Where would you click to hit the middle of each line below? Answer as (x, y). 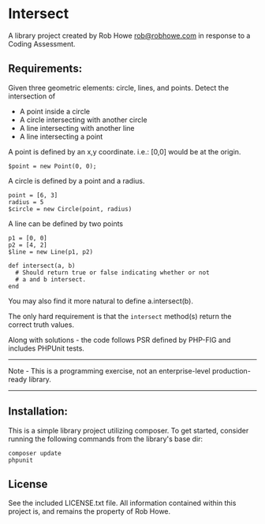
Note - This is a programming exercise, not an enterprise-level (109, 370)
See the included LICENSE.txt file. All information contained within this (122, 503)
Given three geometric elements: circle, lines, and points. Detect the (119, 87)
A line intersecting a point (61, 136)
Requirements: (45, 69)
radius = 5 (26, 202)
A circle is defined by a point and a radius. (77, 180)
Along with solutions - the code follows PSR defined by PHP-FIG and (119, 340)
